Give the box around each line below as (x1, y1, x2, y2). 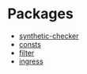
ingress (18, 56, 44, 66)
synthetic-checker (18, 31, 79, 41)
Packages (7, 5, 74, 23)
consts (18, 39, 41, 49)
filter (18, 48, 35, 57)
